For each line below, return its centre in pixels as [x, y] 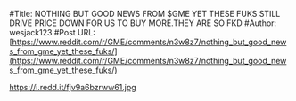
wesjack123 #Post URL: [52, 32]
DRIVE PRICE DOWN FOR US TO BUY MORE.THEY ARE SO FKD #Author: [143, 23]
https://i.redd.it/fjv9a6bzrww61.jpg [73, 87]
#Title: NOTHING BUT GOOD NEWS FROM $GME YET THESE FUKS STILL [145, 14]
